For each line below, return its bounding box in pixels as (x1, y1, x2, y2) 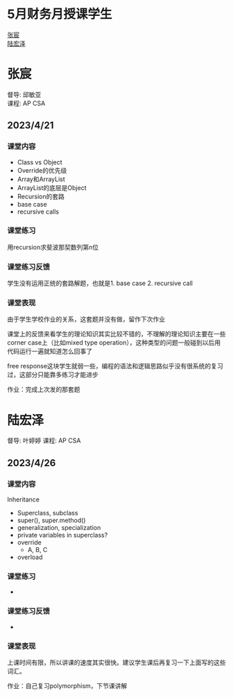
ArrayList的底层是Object (17, 183, 87, 191)
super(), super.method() (17, 516, 86, 524)
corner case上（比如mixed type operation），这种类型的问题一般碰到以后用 (7, 338, 221, 347)
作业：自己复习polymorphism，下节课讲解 (7, 681, 128, 690)
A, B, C (27, 546, 48, 554)
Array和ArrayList (17, 175, 66, 183)
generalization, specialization (17, 524, 101, 532)
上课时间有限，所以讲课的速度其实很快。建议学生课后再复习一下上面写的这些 (7, 658, 226, 666)
